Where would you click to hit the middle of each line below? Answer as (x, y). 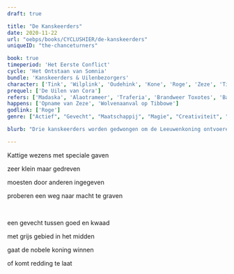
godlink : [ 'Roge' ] (34, 110)
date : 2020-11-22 (32, 33)
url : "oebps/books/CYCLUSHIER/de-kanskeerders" (78, 39)
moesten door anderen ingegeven (56, 182)
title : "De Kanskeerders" (45, 26)
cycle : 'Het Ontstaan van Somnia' (57, 71)
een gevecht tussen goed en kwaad (58, 222)
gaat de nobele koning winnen (50, 250)
